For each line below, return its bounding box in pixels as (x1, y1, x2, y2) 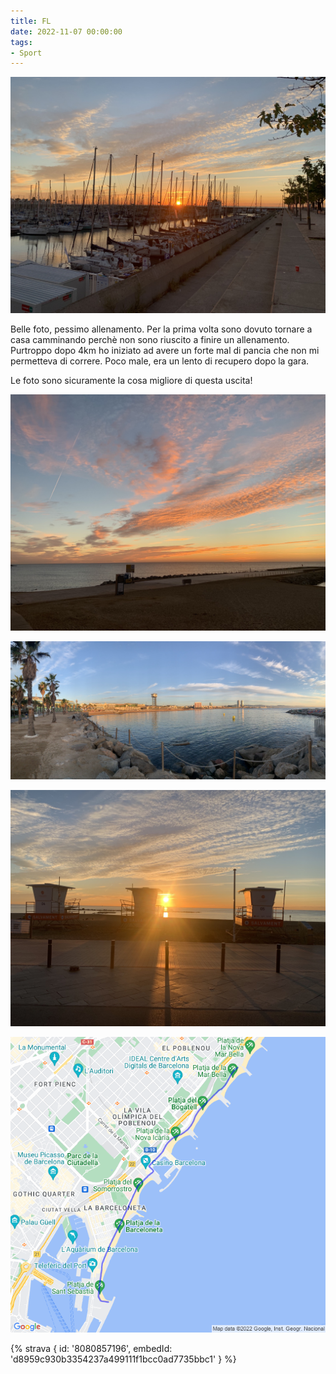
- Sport (10, 48, 43, 58)
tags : (10, 37, 33, 47)
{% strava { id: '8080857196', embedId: (10, 1342, 173, 1354)
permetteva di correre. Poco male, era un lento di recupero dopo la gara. (10, 355, 310, 367)
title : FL (10, 16, 52, 26)
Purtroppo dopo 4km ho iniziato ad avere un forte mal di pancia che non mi (10, 345, 320, 357)
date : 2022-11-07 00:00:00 (10, 26, 123, 37)
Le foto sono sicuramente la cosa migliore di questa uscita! (10, 375, 253, 387)
